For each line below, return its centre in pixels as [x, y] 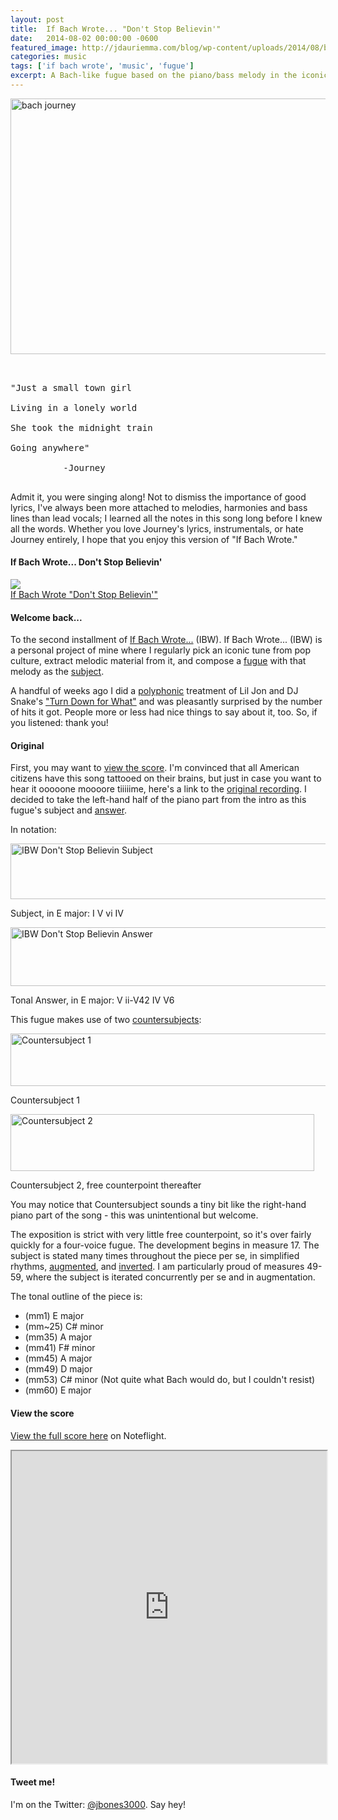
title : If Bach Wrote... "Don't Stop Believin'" [116, 29]
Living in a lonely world [74, 407]
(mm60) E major [58, 1390]
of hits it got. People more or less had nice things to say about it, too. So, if [164, 712]
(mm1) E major [54, 1316]
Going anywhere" [50, 447]
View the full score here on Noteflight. [88, 1435]
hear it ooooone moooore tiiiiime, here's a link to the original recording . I [158, 789]
